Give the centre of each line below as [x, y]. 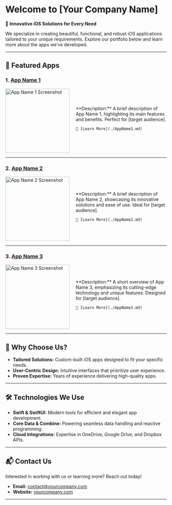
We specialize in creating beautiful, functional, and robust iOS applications [84, 33]
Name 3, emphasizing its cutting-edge [116, 287]
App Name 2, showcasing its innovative [117, 199]
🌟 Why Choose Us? [36, 347]
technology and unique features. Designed [121, 293]
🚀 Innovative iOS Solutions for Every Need [51, 24]
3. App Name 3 [24, 256]
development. [27, 418]
